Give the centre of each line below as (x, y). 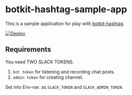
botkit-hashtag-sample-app (66, 9)
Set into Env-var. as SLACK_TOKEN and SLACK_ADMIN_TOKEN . (64, 87)
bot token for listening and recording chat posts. (64, 72)
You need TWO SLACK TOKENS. (40, 62)
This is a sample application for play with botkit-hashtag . (65, 23)
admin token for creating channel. (48, 77)
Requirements (28, 50)
